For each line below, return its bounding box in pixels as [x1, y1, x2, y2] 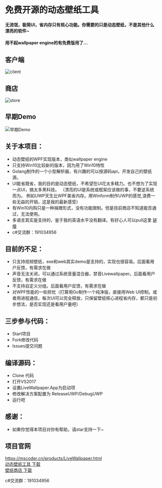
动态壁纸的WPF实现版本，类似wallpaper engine [12, 156, 108, 162]
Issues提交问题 [12, 343, 43, 349]
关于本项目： [5, 142, 44, 151]
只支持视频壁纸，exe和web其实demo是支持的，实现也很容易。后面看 [12, 259, 150, 265]
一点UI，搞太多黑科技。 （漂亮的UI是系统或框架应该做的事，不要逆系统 [12, 186, 155, 193]
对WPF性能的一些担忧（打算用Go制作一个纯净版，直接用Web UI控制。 [12, 289, 153, 295]
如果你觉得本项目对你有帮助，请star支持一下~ [12, 426, 104, 432]
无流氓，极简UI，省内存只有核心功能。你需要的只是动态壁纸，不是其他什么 [5, 21, 155, 27]
